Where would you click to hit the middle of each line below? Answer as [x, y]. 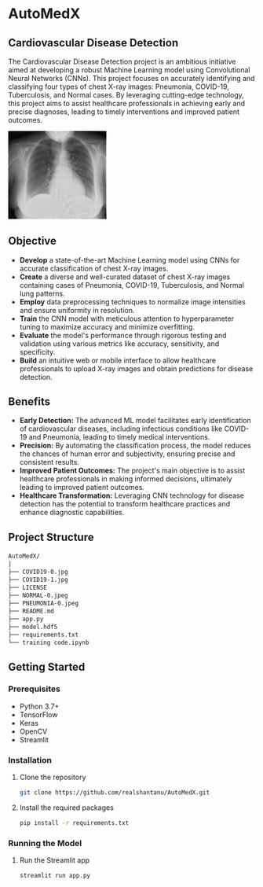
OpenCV [33, 731]
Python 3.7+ [39, 706]
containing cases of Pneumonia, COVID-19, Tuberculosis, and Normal [132, 285]
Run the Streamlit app [55, 860]
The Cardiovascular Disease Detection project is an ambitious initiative [122, 61]
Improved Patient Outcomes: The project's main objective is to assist [132, 471]
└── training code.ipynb [49, 643]
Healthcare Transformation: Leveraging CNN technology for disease [132, 495]
